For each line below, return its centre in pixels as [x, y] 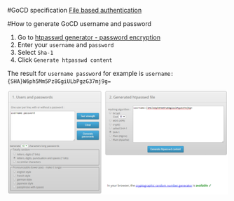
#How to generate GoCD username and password [80, 24]
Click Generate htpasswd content [65, 60]
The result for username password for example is [76, 73]
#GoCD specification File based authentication [75, 10]
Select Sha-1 [35, 52]
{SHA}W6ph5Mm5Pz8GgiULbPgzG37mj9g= [59, 82]
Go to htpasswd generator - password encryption [89, 37]
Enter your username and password [66, 45]
